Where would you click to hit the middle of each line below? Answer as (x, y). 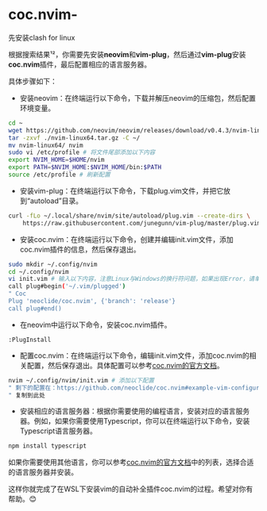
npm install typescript (48, 446)
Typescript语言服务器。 (58, 431)
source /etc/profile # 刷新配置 (60, 175)
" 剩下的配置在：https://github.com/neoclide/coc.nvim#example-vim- (120, 388)
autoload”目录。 (56, 201)
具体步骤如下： (33, 81)
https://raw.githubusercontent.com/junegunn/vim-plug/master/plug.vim (142, 223)
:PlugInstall (30, 340)
